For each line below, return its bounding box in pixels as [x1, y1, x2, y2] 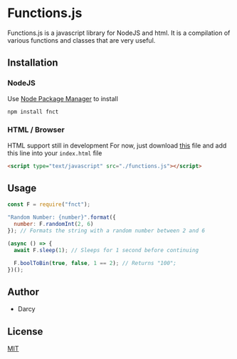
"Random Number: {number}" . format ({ [7, 214, 116, 222]
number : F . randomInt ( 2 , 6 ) [14, 221, 94, 228]
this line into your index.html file [7, 148, 102, 157]
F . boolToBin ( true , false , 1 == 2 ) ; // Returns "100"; [14, 259, 177, 266]
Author [7, 286, 39, 298]
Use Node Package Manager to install [7, 94, 119, 103]
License [7, 326, 43, 338]
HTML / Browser [7, 125, 65, 135]
